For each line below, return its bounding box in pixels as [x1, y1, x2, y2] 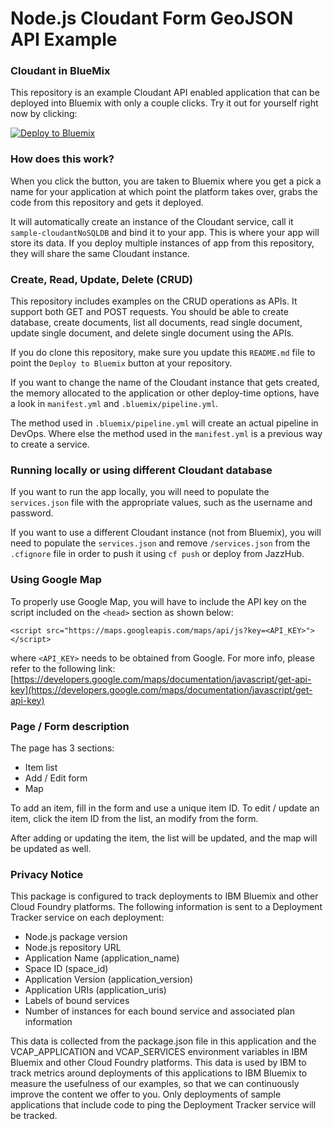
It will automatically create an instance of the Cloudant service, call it [10, 215, 294, 227]
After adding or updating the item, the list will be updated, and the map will [10, 832, 318, 844]
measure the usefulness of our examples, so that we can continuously [10, 1078, 300, 1090]
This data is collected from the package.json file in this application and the [10, 1035, 317, 1047]
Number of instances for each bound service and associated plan [24, 1005, 295, 1017]
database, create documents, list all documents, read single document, [10, 317, 303, 329]
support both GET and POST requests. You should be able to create [10, 306, 289, 318]
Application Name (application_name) [24, 952, 180, 964]
